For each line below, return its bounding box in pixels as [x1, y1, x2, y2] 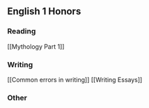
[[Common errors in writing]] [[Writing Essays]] [7, 75, 143, 84]
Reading [7, 26, 36, 36]
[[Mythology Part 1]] [7, 42, 65, 51]
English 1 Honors [7, 6, 81, 17]
